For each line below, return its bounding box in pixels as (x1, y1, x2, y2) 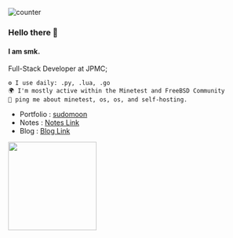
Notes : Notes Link (19, 118, 80, 127)
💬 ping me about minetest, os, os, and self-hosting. (8, 96, 188, 104)
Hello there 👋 (8, 27, 59, 38)
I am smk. (8, 46, 41, 56)
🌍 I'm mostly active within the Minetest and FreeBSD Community (8, 87, 225, 95)
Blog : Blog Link (19, 126, 71, 136)
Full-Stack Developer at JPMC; (8, 64, 108, 74)
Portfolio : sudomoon (19, 110, 88, 119)
